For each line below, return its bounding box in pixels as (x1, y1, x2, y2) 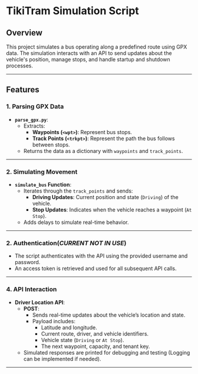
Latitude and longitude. (41, 324, 97, 331)
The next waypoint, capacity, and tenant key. (41, 343, 150, 350)
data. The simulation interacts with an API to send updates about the (6, 50, 172, 57)
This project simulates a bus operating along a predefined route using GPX (6, 43, 187, 50)
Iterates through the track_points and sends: (23, 187, 133, 194)
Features (6, 84, 39, 95)
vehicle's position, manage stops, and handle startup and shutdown (6, 56, 171, 63)
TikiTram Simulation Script (6, 4, 140, 18)
